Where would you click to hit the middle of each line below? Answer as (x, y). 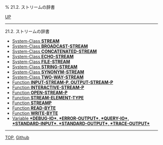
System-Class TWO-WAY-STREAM (48, 77)
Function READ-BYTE (34, 108)
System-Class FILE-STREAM (41, 62)
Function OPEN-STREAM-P (40, 93)
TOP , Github (17, 137)
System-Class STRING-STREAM (45, 67)
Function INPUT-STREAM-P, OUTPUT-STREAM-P (63, 82)
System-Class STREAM (36, 41)
